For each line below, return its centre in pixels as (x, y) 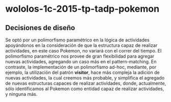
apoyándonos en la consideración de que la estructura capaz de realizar (81, 45)
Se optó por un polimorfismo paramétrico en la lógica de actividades (77, 40)
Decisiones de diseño (40, 28)
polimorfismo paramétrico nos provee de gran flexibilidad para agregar (80, 56)
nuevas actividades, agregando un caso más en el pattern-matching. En (81, 61)
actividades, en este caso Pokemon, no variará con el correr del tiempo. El (83, 51)
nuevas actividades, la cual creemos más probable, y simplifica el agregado (85, 78)
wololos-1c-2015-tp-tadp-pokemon (82, 9)
